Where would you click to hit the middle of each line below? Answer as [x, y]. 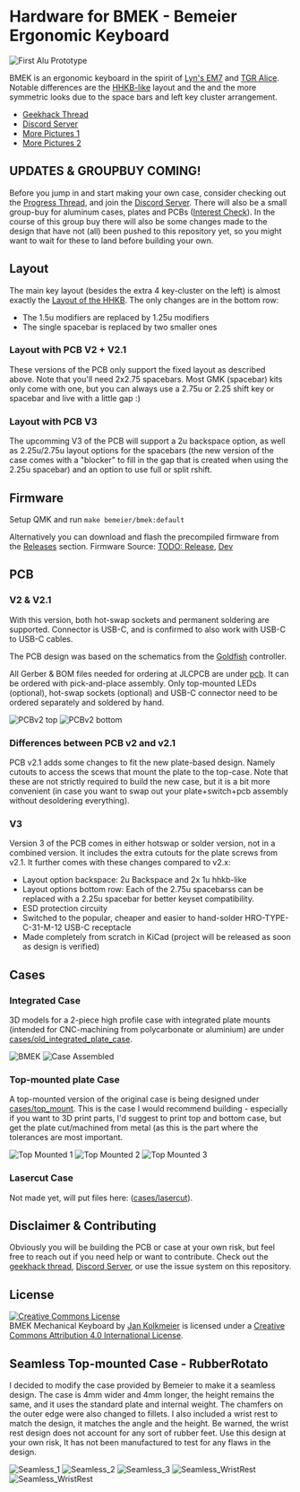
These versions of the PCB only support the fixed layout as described [137, 369]
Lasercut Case [42, 1178]
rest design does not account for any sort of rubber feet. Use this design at [148, 1433]
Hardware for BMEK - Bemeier [123, 17]
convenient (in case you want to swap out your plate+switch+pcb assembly [149, 791]
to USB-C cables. [41, 638]
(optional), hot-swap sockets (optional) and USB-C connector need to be [144, 692]
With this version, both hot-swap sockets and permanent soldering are [140, 619]
